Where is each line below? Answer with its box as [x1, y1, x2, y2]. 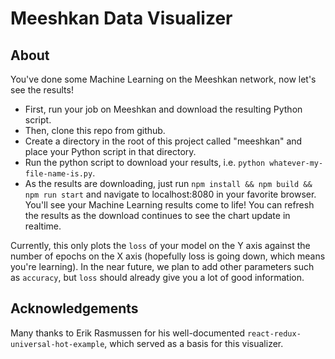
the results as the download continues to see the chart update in [24, 210, 291, 221]
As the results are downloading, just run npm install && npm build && [24, 178, 313, 189]
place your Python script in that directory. [24, 146, 197, 157]
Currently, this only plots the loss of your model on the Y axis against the [10, 240, 311, 251]
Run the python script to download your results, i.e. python [24, 157, 266, 168]
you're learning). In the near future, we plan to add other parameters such [10, 261, 315, 272]
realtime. [24, 220, 62, 232]
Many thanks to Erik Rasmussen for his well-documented [10, 327, 245, 339]
